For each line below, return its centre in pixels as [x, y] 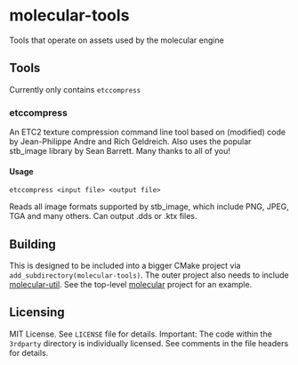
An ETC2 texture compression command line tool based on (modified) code [148, 132]
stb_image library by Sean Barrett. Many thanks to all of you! [120, 151]
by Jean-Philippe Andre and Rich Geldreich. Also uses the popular [130, 142]
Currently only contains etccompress [75, 89]
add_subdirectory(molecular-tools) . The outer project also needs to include [149, 275]
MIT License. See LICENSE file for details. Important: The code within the [141, 334]
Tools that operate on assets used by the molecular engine [117, 40]
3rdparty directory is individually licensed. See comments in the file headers [149, 343]
